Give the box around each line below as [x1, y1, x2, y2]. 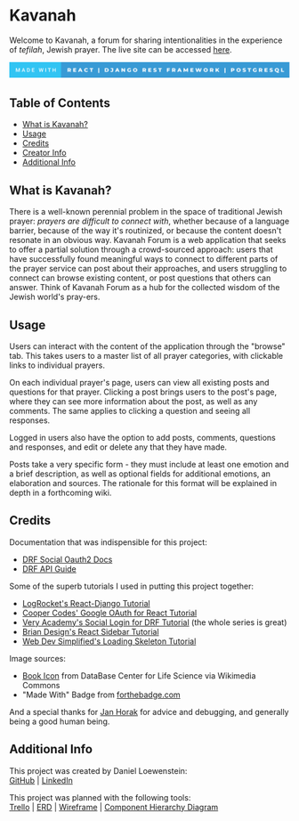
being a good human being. [9, 716, 110, 727]
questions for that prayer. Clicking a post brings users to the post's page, [9, 386, 278, 397]
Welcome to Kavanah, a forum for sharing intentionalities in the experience [9, 35, 283, 45]
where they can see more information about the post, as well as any [9, 395, 258, 406]
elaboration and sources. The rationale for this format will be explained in [9, 477, 278, 488]
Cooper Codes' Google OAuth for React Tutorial [21, 607, 198, 618]
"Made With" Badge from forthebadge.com [21, 689, 181, 700]
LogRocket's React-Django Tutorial [21, 597, 150, 608]
